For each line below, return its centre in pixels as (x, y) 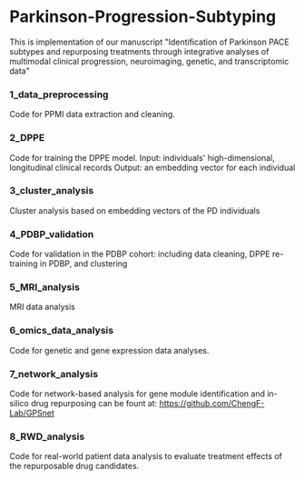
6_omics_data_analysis (62, 331)
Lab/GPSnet (32, 413)
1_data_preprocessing (59, 95)
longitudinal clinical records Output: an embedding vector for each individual (152, 167)
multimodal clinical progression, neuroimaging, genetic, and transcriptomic (149, 61)
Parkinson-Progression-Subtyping (143, 17)
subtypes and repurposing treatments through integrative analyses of (139, 51)
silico (19, 404)
